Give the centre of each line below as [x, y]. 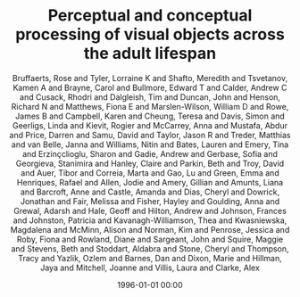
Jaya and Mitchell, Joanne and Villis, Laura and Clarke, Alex [150, 268]
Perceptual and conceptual [150, 16]
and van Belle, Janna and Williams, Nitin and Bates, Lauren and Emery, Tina [150, 144]
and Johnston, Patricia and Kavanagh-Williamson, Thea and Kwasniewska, [150, 220]
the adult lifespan [150, 54]
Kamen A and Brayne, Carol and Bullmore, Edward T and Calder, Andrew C [150, 87]
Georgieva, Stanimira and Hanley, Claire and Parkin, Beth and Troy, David [150, 163]
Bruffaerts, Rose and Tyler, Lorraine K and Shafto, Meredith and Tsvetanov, [150, 78]
